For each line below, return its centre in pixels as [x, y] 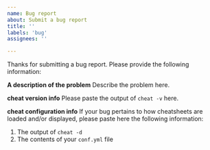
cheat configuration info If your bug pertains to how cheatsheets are [105, 112]
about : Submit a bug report [47, 20]
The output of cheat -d [49, 132]
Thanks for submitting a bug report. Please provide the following [98, 64]
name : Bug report [32, 13]
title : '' [21, 26]
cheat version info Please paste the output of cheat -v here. [93, 98]
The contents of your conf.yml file [65, 139]
